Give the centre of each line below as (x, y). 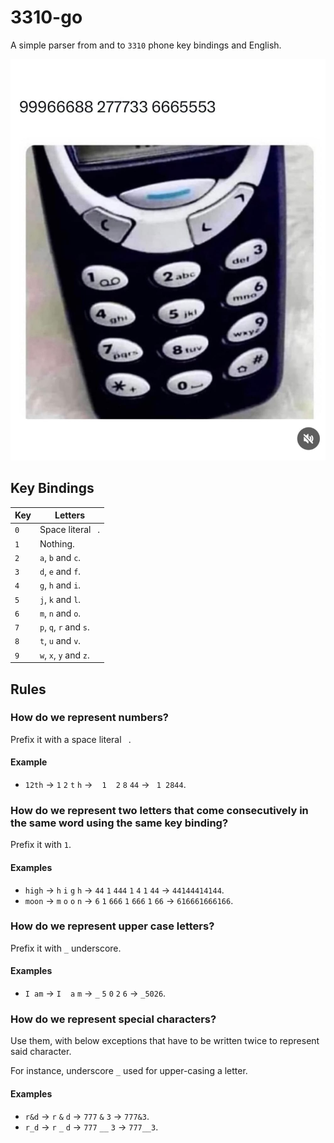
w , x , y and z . (64, 655)
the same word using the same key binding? (119, 823)
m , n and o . (60, 613)
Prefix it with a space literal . (71, 739)
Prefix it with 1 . (41, 845)
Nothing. (57, 543)
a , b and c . (60, 557)
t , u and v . (60, 641)
